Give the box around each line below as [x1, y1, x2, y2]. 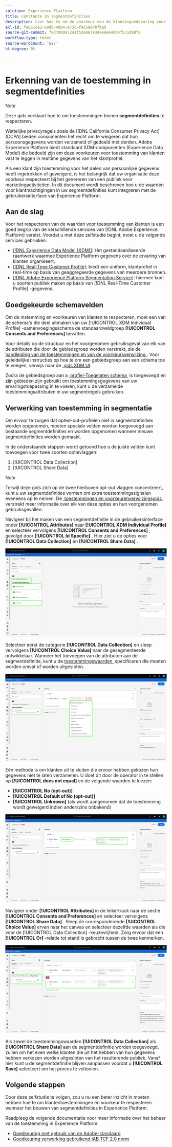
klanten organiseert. [12, 258, 55, 264]
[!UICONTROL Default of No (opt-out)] [12, 793, 96, 799]
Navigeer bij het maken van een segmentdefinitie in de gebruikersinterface [5, 516, 163, 522]
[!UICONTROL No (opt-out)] [12, 787, 73, 794]
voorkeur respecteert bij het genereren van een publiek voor [5, 176, 133, 182]
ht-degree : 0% [5, 46, 36, 51]
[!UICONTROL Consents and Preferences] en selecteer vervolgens [5, 913, 148, 919]
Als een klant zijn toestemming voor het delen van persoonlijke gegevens [5, 165, 160, 171]
